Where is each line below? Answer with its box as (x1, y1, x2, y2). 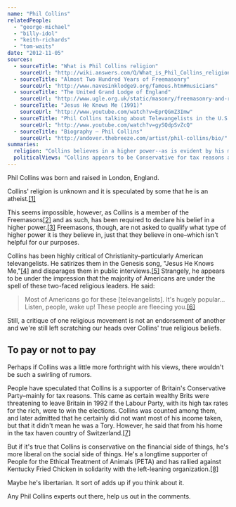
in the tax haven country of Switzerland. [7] (7, 428, 131, 437)
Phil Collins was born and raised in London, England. (7, 173, 159, 181)
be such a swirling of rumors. (7, 370, 93, 378)
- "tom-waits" (13, 43, 55, 50)
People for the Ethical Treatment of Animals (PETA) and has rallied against (7, 457, 221, 466)
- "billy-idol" (13, 30, 58, 37)
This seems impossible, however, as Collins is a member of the (7, 208, 190, 217)
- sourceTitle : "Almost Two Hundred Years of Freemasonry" (13, 75, 190, 83)
